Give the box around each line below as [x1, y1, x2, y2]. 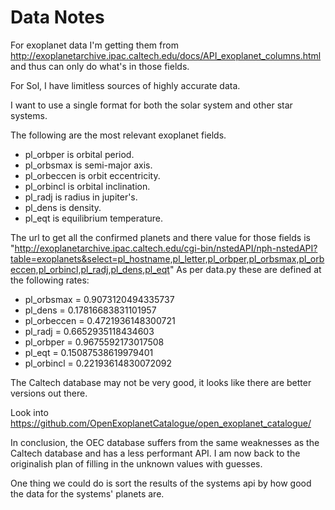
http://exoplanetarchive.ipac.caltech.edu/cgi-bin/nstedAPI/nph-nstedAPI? [14, 242, 318, 254]
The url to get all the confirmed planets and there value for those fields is [10, 231, 311, 243]
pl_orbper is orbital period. [24, 148, 135, 160]
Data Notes [10, 6, 105, 29]
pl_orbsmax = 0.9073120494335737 [24, 293, 175, 305]
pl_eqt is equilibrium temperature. [24, 212, 163, 224]
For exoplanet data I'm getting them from [10, 39, 179, 51]
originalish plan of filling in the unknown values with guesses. [10, 457, 263, 470]
